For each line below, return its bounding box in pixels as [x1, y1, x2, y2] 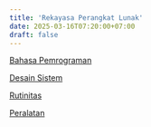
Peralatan [9, 108, 45, 119]
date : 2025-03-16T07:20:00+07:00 [9, 22, 136, 31]
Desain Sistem [9, 73, 63, 83]
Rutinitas [9, 90, 42, 101]
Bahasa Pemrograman [9, 55, 92, 66]
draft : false [9, 30, 59, 39]
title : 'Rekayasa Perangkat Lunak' [9, 13, 144, 23]
